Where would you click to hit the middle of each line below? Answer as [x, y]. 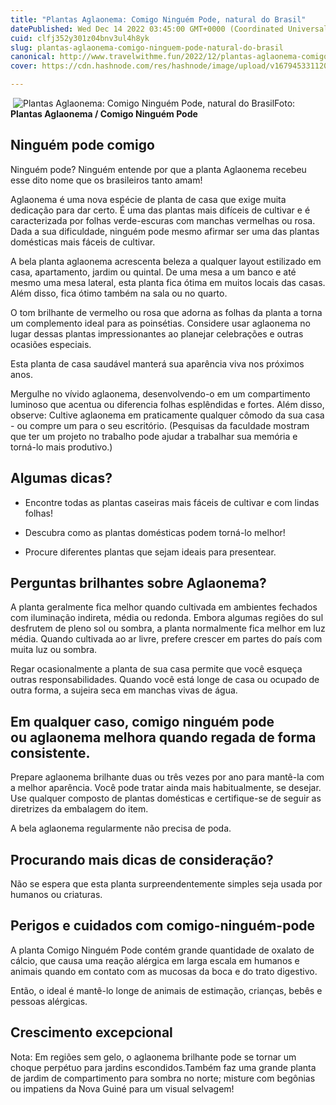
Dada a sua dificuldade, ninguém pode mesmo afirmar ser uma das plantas [165, 231]
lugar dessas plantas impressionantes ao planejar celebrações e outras [157, 333]
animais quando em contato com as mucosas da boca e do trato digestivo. [164, 971]
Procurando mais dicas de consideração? [142, 859]
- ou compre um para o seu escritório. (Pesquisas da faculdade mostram [160, 425]
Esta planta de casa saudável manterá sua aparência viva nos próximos [157, 363]
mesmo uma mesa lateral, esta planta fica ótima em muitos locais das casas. [168, 282]
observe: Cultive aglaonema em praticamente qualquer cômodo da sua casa [167, 415]
